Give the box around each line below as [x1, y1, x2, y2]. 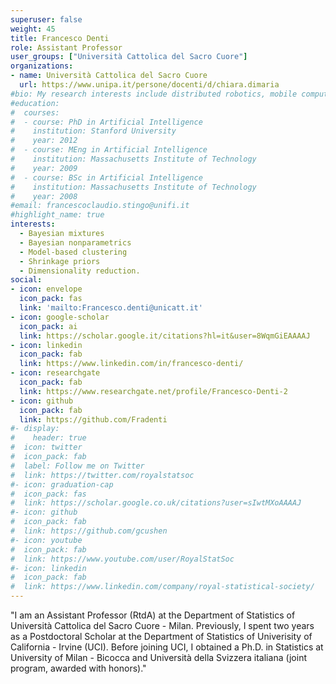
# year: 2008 [10, 191, 78, 201]
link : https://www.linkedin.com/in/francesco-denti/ [19, 359, 244, 369]
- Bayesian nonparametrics [19, 237, 132, 248]
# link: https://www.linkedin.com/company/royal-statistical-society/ [10, 582, 315, 592]
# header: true [10, 433, 87, 443]
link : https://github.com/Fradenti [19, 414, 168, 425]
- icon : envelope [10, 284, 83, 295]
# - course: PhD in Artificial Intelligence [10, 117, 203, 127]
